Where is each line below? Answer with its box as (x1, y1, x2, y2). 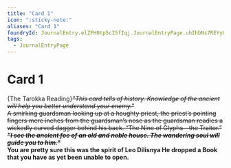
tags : (7, 36, 23, 43)
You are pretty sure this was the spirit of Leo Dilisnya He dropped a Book (7, 145, 218, 154)
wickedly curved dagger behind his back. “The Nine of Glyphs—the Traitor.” (7, 123, 222, 132)
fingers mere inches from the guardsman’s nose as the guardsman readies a (7, 116, 223, 125)
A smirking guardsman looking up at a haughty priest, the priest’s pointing (7, 109, 217, 117)
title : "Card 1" (7, 10, 54, 17)
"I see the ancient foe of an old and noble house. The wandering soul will (7, 131, 220, 139)
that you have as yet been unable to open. (7, 153, 129, 161)
